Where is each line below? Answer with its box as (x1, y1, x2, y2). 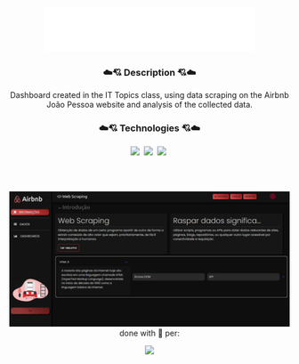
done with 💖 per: (118, 328, 181, 338)
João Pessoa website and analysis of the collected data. (45, 100, 254, 110)
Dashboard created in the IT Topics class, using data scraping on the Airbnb (10, 90, 289, 101)
